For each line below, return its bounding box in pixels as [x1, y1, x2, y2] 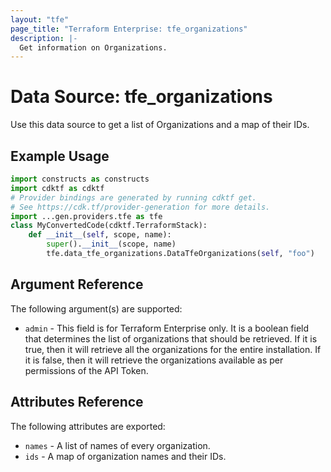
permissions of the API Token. [24, 364, 149, 376]
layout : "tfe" [10, 14, 70, 25]
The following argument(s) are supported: [10, 302, 183, 315]
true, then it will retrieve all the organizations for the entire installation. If [24, 343, 322, 355]
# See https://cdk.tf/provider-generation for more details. [10, 202, 271, 212]
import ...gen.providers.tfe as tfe [10, 211, 163, 221]
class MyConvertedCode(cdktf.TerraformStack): [10, 221, 208, 231]
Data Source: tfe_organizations [10, 86, 273, 108]
